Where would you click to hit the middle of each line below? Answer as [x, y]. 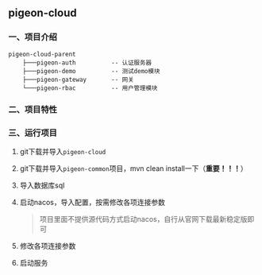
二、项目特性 [33, 109]
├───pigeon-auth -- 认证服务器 [87, 63]
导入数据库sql [42, 185]
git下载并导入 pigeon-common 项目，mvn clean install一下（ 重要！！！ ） [133, 168]
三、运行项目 [33, 133]
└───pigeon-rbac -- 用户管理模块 [90, 88]
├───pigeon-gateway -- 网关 [78, 79]
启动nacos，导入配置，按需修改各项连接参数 [92, 202]
